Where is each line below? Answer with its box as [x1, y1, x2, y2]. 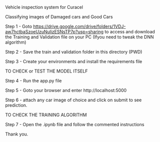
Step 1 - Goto [5, 23, 32, 29]
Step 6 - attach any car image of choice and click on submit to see [5, 97, 142, 103]
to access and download [104, 29, 156, 34]
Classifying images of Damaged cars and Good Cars [5, 14, 113, 19]
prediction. [5, 102, 27, 108]
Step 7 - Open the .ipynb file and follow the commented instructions [5, 122, 145, 127]
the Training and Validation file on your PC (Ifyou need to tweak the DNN [5, 34, 154, 40]
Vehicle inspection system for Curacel [5, 4, 83, 10]
